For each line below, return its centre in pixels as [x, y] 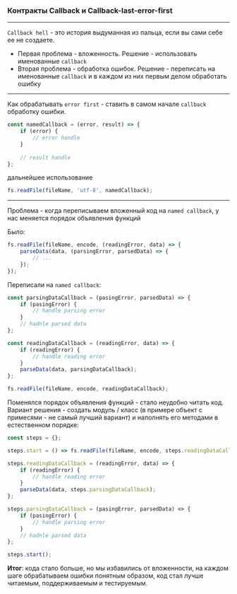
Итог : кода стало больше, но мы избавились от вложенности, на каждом [118, 569]
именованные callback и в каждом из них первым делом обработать [122, 76]
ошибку [29, 84]
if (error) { [39, 132]
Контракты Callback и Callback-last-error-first [90, 11]
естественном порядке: [43, 425]
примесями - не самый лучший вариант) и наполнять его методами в [113, 418]
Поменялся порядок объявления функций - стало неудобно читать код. [116, 402]
